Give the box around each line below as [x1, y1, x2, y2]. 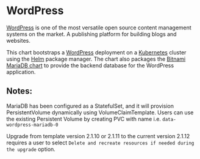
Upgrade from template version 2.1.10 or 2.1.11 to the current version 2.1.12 [6, 132, 190, 139]
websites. [6, 37, 30, 44]
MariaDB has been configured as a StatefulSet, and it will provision [6, 102, 174, 109]
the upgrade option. [6, 145, 56, 153]
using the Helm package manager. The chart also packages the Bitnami [6, 55, 186, 62]
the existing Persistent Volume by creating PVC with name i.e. [6, 115, 162, 122]
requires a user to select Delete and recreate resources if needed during [6, 139, 195, 146]
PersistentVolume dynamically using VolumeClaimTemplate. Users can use [6, 108, 194, 116]
